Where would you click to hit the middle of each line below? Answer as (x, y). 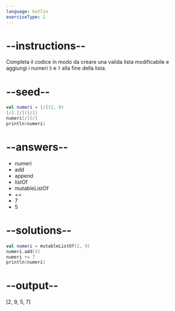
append (24, 175)
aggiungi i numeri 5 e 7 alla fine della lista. (56, 68)
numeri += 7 (20, 257)
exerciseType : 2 (26, 17)
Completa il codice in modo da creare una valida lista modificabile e (88, 62)
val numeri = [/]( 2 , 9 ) (35, 108)
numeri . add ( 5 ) (23, 251)
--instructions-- (46, 46)
